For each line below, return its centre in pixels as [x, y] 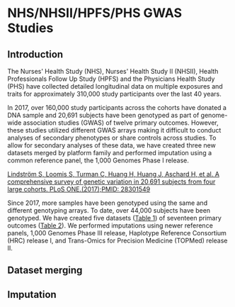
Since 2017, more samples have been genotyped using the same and [107, 203]
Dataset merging [45, 270]
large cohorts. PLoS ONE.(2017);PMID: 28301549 [79, 189]
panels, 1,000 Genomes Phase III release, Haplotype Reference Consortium [117, 233]
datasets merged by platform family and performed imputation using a [110, 153]
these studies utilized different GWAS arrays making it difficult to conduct [114, 130]
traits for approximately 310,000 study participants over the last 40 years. [114, 94]
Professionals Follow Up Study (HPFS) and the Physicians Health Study [111, 79]
